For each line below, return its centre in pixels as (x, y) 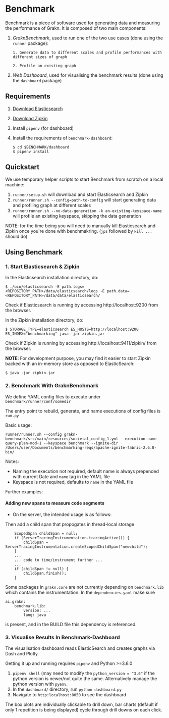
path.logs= (73, 287)
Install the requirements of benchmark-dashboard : (63, 138)
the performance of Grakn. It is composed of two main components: (76, 28)
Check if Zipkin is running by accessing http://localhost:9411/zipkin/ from (81, 343)
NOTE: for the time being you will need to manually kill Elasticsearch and (80, 226)
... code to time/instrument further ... (58, 560)
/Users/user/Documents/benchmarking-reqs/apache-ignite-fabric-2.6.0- (81, 447)
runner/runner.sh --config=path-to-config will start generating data (84, 199)
